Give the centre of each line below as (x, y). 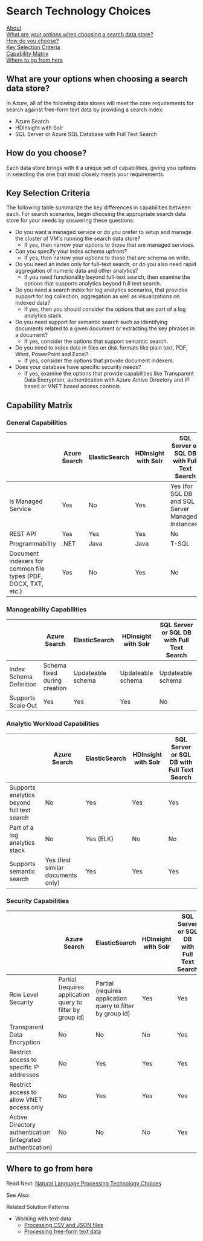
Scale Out (23, 706)
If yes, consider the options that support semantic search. (96, 341)
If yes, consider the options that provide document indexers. (99, 360)
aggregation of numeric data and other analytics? (76, 271)
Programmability (33, 544)
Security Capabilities (38, 901)
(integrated (25, 1139)
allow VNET (26, 1099)
